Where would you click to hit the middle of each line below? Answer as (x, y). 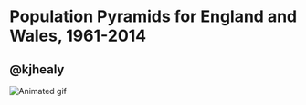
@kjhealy (37, 69)
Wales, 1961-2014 (78, 36)
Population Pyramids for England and (153, 17)
